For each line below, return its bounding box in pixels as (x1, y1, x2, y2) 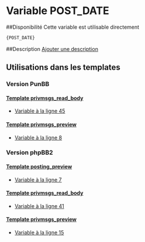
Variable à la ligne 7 (14, 176, 62, 183)
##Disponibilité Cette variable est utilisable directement (6, 23, 139, 30)
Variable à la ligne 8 (14, 134, 63, 141)
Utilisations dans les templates (6, 63, 121, 73)
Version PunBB (6, 80, 50, 88)
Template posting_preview (6, 163, 72, 171)
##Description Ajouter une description (6, 45, 98, 52)
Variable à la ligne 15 (14, 229, 64, 236)
